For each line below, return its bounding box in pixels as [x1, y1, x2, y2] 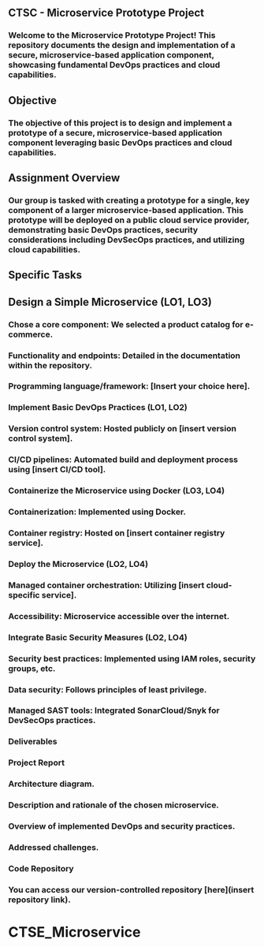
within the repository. [8, 360, 93, 371]
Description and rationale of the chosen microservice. [8, 800, 219, 811]
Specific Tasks [8, 268, 83, 282]
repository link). [8, 894, 71, 905]
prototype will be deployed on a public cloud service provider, [8, 214, 250, 226]
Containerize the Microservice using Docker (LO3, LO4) [8, 485, 225, 496]
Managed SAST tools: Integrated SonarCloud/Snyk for [8, 705, 220, 716]
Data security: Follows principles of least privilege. [8, 684, 207, 695]
